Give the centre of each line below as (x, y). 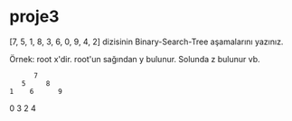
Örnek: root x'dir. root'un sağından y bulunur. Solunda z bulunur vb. (135, 59)
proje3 (34, 17)
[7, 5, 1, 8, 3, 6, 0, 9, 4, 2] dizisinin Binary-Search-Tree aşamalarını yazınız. (146, 42)
